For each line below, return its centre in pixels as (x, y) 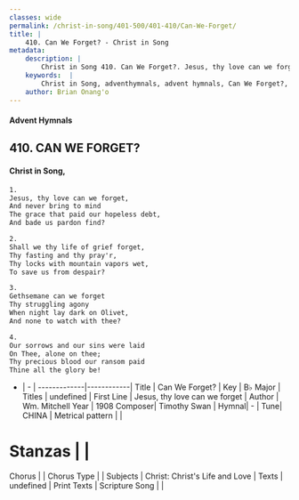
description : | (53, 59)
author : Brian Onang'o (67, 92)
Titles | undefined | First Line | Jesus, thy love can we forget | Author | (150, 397)
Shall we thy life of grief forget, (77, 247)
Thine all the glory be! (55, 370)
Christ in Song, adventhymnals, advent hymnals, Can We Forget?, (165, 84)
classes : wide (36, 17)
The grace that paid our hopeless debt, (85, 214)
